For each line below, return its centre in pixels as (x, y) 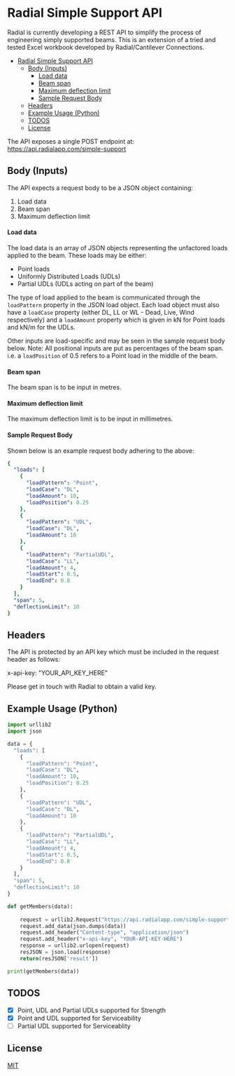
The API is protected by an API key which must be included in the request (113, 652)
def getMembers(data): (40, 906)
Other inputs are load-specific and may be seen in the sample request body (116, 341)
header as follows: (34, 660)
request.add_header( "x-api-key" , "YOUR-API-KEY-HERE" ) (101, 939)
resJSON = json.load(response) (65, 952)
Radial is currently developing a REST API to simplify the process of (104, 32)
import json (24, 731)
